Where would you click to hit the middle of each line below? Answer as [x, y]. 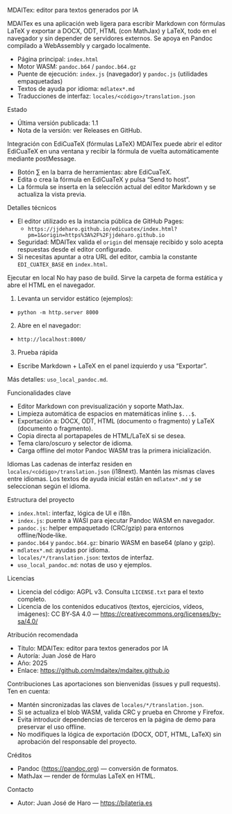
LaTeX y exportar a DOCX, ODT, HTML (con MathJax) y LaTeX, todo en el [112, 31]
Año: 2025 [32, 663]
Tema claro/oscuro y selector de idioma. [75, 443]
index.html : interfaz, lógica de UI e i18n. [74, 513]
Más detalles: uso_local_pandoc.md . [58, 379]
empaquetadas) [40, 81]
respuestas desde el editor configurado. [75, 249]
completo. [32, 599]
